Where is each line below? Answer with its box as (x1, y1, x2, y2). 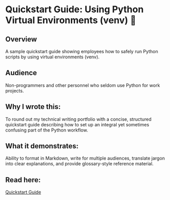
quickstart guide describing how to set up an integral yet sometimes (5, 121, 149, 127)
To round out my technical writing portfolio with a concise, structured (5, 116, 152, 122)
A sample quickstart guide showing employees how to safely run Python (5, 49, 158, 54)
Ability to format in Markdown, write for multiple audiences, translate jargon (5, 155, 165, 162)
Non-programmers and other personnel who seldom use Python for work (5, 82, 160, 88)
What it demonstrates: (5, 142, 79, 150)
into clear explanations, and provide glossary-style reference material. (5, 161, 154, 167)
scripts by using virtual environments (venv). (5, 54, 100, 60)
